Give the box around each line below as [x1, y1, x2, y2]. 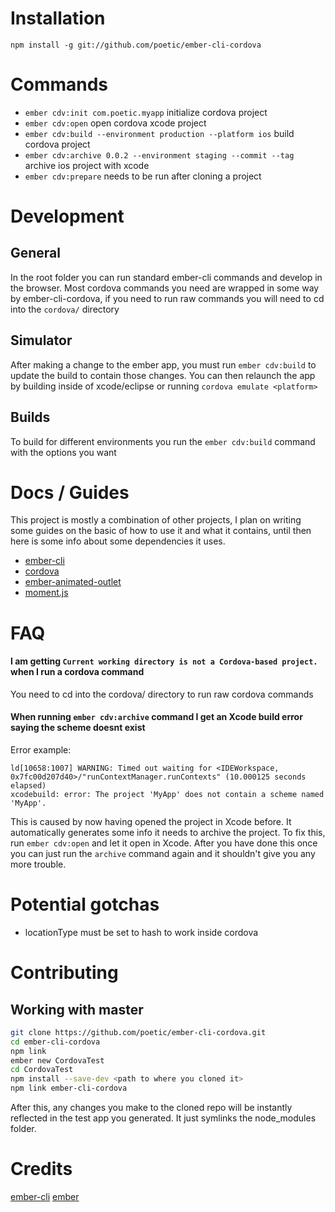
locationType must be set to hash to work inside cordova [24, 926, 259, 938]
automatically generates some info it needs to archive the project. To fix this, [10, 827, 326, 839]
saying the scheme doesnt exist [10, 722, 146, 734]
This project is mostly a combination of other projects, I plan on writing [10, 514, 302, 526]
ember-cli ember [10, 1191, 80, 1203]
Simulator [10, 332, 73, 349]
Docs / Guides [10, 481, 130, 504]
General [10, 245, 62, 262]
